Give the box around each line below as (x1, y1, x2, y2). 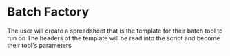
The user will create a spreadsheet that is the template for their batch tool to (7, 27, 223, 35)
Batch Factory (7, 4, 90, 20)
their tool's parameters (7, 41, 72, 49)
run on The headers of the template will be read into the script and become (7, 33, 220, 42)
